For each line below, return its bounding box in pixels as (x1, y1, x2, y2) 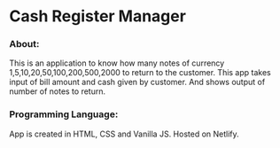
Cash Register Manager (9, 6, 186, 27)
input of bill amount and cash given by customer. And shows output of (9, 77, 266, 88)
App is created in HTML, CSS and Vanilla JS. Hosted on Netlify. (9, 129, 239, 139)
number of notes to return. (9, 86, 106, 97)
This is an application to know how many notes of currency (9, 58, 225, 68)
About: (9, 38, 40, 51)
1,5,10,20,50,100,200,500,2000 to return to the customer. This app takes (9, 67, 272, 78)
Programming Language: (9, 108, 119, 121)
